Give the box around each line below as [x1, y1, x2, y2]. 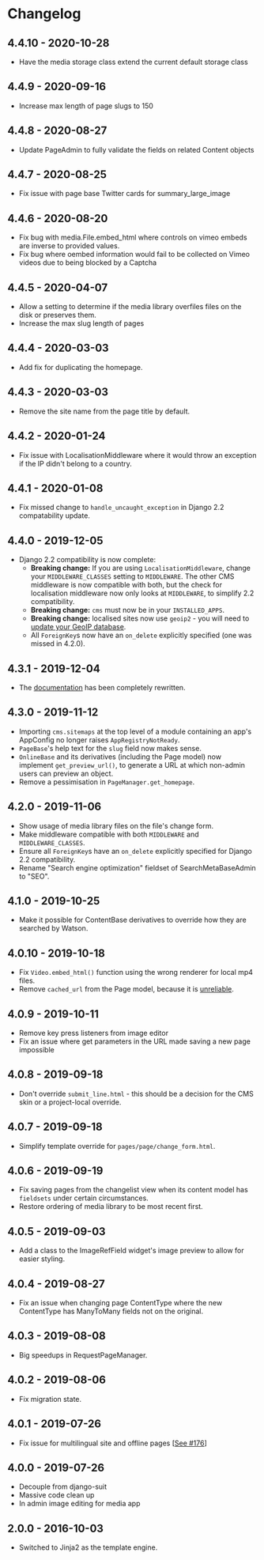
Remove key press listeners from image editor [18, 1029, 169, 1037]
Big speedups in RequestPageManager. [18, 1350, 148, 1360]
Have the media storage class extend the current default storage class [18, 57, 248, 66]
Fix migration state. [18, 1394, 82, 1403]
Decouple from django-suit [18, 1482, 107, 1491]
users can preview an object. [18, 769, 114, 778]
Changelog [7, 5, 81, 23]
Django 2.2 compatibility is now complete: [18, 555, 156, 565]
